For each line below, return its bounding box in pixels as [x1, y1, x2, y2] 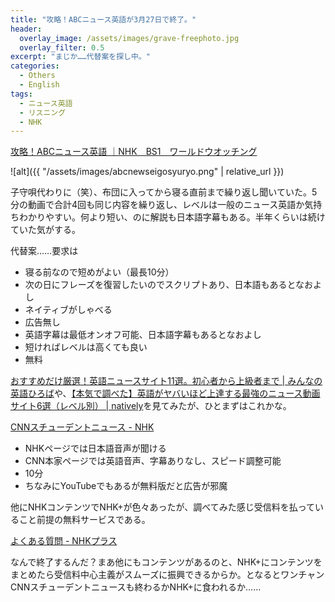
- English [19, 80, 60, 90]
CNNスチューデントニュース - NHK [10, 421, 155, 433]
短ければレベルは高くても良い [24, 341, 148, 353]
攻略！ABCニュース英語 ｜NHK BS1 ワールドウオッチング [10, 146, 258, 158]
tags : [10, 89, 33, 99]
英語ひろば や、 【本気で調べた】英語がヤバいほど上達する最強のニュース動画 [10, 387, 321, 400]
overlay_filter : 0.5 [19, 42, 105, 53]
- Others [19, 71, 56, 81]
